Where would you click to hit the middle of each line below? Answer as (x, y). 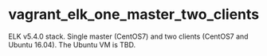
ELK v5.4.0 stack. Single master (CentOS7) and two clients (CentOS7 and (128, 36)
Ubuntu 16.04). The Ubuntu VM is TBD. (72, 44)
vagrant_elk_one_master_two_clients (134, 15)
